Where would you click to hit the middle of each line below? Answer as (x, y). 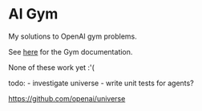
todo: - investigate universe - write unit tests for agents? (101, 83)
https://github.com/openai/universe (67, 98)
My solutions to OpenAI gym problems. (73, 36)
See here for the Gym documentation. (71, 51)
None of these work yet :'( (51, 67)
